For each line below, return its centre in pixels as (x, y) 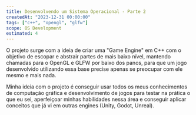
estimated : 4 (22, 34)
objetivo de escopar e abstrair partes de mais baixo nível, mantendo (89, 57)
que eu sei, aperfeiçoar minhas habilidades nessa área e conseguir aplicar (96, 99)
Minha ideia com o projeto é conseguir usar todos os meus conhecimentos (97, 87)
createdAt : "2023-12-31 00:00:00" (49, 17)
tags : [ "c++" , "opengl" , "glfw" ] (47, 22)
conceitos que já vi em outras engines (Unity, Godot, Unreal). (80, 106)
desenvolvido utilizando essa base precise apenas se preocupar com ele (94, 69)
